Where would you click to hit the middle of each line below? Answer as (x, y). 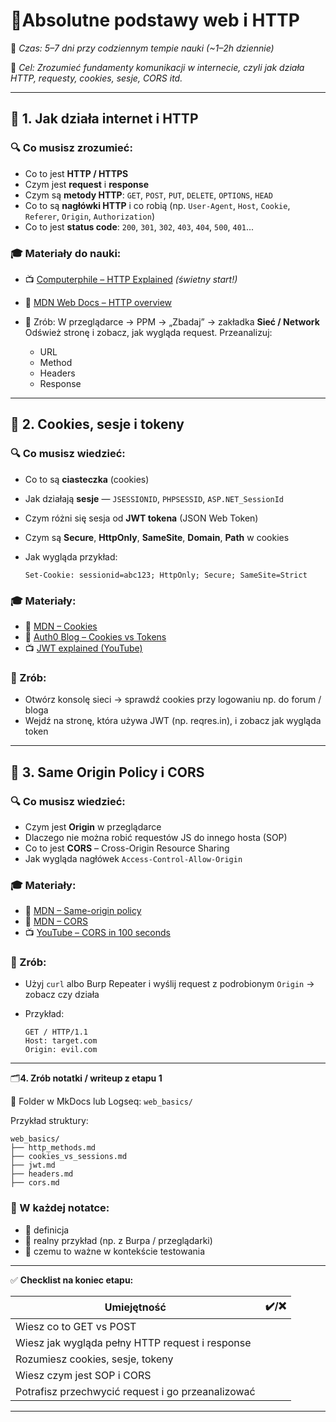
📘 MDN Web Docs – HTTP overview (98, 302)
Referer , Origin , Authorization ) (90, 216)
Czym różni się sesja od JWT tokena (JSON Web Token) (141, 518)
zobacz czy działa (62, 995)
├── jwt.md (33, 1165)
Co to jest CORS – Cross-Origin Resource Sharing (127, 848)
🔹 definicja (47, 1230)
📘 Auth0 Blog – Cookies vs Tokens (95, 636)
